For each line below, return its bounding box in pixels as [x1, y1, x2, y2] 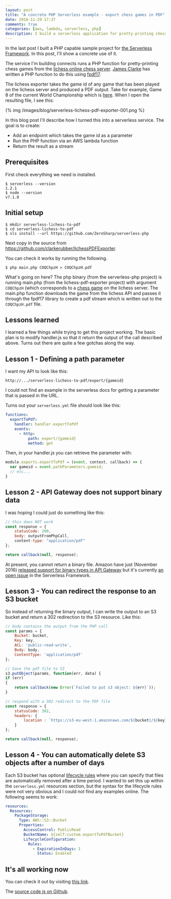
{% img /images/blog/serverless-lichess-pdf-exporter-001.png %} [5, 107, 145, 113]
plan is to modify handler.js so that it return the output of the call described [5, 335, 162, 341]
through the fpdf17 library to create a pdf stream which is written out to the [5, 295, 162, 302]
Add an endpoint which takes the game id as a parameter [12, 132, 133, 138]
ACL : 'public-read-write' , [14, 643, 72, 648]
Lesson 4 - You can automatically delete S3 [5, 751, 146, 759]
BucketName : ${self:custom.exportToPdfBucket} [23, 832, 124, 837]
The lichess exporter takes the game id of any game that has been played [5, 81, 159, 87]
